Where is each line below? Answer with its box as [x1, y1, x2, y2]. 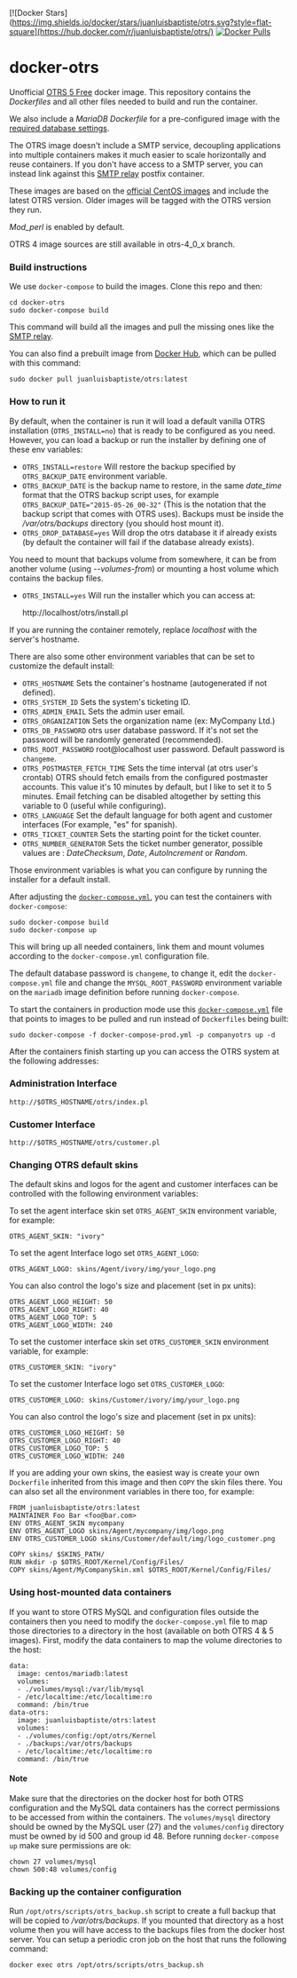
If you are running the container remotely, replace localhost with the [9, 624, 257, 635]
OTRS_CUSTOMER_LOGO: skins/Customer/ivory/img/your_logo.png [9, 1396, 240, 1405]
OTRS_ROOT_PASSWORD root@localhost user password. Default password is [21, 743, 285, 754]
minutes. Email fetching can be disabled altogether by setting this [21, 790, 262, 802]
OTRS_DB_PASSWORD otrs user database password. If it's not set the [21, 724, 259, 735]
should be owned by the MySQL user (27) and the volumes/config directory [9, 1821, 285, 1832]
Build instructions [9, 261, 88, 273]
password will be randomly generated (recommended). [21, 734, 223, 745]
